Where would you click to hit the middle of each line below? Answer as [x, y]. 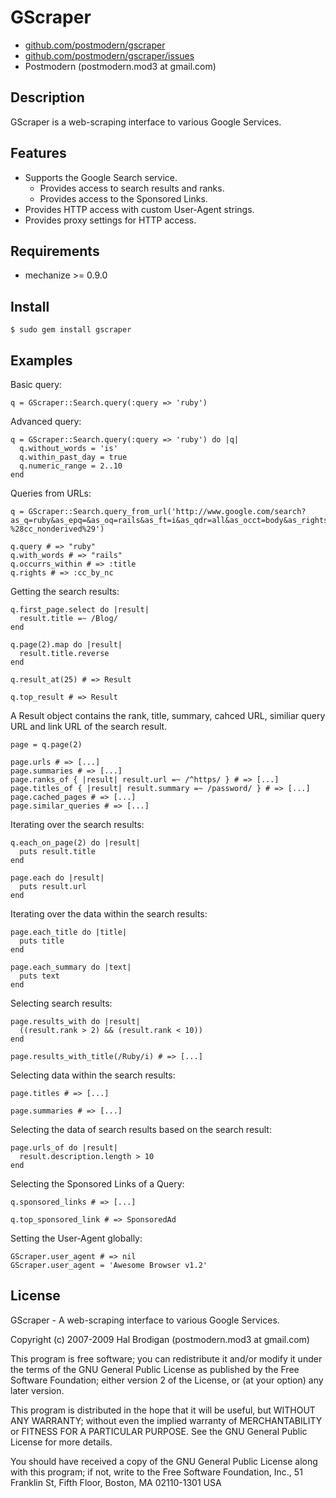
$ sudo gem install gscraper [71, 330]
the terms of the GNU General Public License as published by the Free [155, 1369]
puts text [39, 976]
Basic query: [36, 384]
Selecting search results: [61, 1003]
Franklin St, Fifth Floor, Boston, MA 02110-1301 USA [116, 1482]
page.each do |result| [57, 878]
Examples [41, 360]
